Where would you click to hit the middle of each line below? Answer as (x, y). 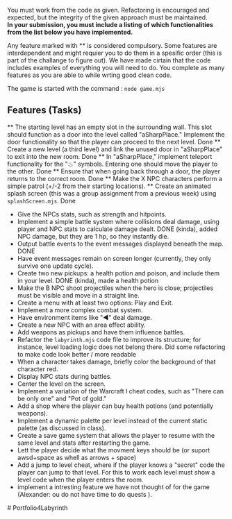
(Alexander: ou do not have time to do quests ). (85, 494)
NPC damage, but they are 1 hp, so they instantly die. (93, 236)
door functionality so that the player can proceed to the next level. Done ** (114, 142)
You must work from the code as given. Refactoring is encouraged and (108, 10)
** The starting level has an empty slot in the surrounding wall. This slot (110, 127)
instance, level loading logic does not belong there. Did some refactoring (121, 347)
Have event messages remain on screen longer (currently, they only (114, 258)
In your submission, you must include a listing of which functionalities (110, 25)
